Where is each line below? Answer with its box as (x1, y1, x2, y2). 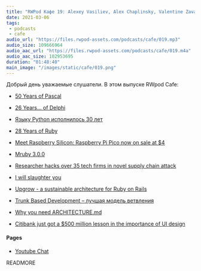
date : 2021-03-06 (6, 14, 50, 20)
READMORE (6, 259, 36, 266)
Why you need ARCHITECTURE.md (14, 209, 102, 216)
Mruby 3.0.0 (14, 150, 45, 158)
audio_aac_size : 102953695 (6, 53, 74, 59)
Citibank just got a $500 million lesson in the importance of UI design (14, 220, 185, 228)
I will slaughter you (14, 174, 62, 181)
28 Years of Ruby (14, 127, 58, 135)
